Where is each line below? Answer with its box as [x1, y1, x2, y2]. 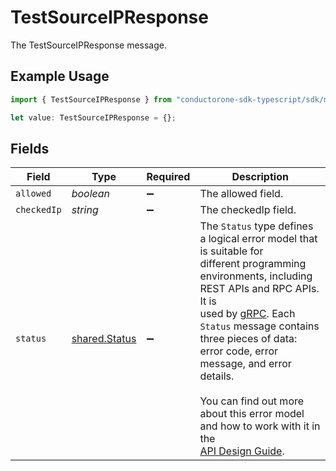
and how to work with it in [199, 419, 321, 433]
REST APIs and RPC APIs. [199, 282, 320, 296]
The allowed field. [199, 187, 284, 201]
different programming [199, 257, 307, 271]
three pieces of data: [199, 332, 298, 346]
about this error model [199, 407, 305, 421]
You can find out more [199, 394, 305, 408]
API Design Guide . [199, 444, 285, 458]
